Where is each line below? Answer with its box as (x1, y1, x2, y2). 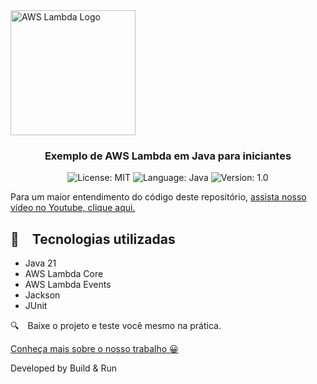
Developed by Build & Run (10, 362, 118, 374)
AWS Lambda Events (24, 279, 112, 291)
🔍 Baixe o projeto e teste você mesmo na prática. (10, 320, 222, 332)
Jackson (24, 289, 61, 301)
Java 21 (24, 257, 57, 269)
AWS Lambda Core (24, 268, 104, 280)
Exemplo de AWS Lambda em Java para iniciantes (44, 149, 292, 163)
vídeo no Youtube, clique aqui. (10, 202, 136, 214)
